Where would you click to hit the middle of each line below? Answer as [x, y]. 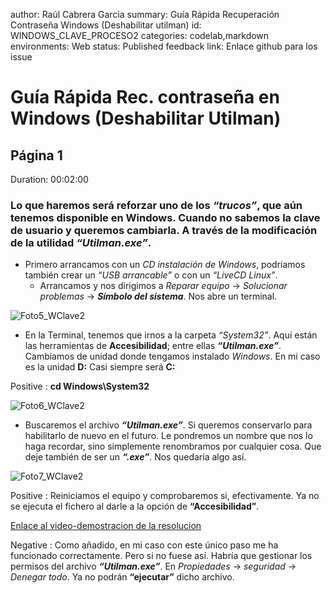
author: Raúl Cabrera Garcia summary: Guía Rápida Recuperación [145, 14]
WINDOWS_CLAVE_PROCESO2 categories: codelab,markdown [140, 35]
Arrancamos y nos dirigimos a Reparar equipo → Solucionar [163, 286]
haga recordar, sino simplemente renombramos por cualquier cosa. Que [173, 446]
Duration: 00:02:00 [49, 179]
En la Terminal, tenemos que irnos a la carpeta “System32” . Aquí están [171, 335]
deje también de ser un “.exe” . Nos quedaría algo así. [135, 457]
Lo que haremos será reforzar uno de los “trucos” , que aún [156, 205]
